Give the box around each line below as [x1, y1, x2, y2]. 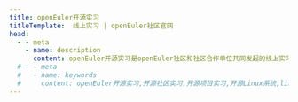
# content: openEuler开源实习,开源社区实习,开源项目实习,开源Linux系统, [17, 79, 281, 88]
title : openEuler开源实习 [9, 12, 100, 22]
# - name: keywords [17, 71, 98, 80]
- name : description [25, 46, 101, 55]
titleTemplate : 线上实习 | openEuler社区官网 [9, 21, 174, 30]
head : [9, 29, 29, 38]
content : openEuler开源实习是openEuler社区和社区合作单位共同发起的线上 [32, 54, 279, 63]
